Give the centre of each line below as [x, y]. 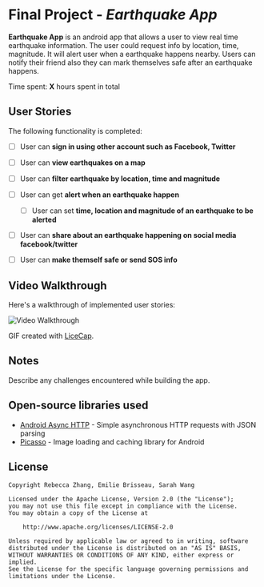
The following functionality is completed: [75, 131]
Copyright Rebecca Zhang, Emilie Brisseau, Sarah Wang [102, 485]
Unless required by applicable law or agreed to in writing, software [128, 541]
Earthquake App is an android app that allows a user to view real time [123, 37]
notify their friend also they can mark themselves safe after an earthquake [130, 62]
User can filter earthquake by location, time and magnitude [120, 179]
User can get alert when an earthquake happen [100, 195]
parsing [32, 433]
